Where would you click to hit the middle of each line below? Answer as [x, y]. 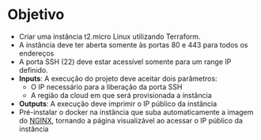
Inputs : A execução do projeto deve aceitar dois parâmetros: [118, 78]
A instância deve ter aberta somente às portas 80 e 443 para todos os [133, 44]
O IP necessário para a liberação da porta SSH [106, 87]
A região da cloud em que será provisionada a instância [121, 95]
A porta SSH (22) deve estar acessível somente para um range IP [125, 62]
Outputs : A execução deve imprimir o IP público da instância [118, 104]
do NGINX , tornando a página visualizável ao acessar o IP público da [130, 120]
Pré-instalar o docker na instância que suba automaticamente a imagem [136, 112]
